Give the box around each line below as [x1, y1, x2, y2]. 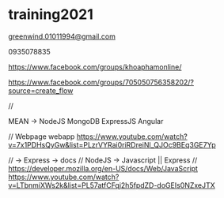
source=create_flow [8, 85, 74, 95]
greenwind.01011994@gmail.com [8, 32, 116, 41]
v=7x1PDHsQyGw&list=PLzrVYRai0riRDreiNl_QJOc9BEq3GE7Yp [8, 140, 216, 149]
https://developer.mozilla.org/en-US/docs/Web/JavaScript [8, 163, 198, 173]
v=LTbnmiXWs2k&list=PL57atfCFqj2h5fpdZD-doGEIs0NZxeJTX [8, 180, 215, 190]
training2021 [8, 6, 93, 24]
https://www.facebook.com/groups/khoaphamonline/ [8, 62, 182, 72]
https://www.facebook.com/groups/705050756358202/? [8, 77, 194, 87]
